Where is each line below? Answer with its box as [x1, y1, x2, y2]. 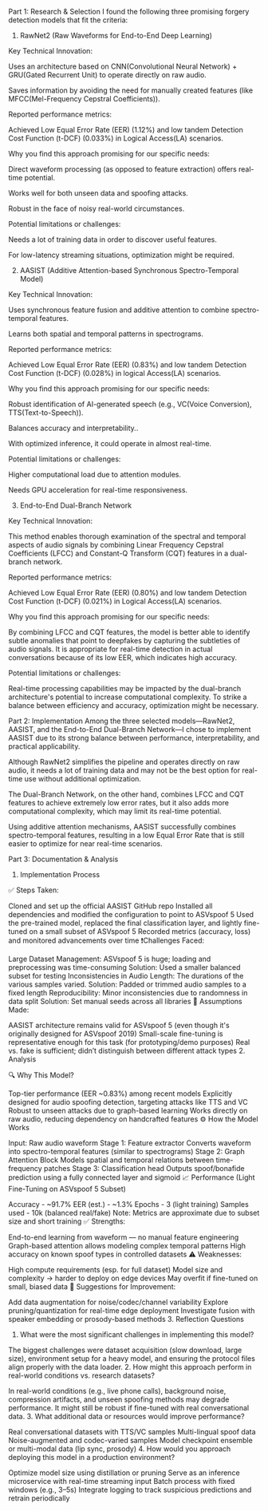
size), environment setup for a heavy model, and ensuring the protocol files [8, 1354, 255, 1363]
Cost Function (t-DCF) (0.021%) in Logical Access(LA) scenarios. [8, 596, 222, 606]
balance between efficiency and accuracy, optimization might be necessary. [8, 701, 259, 710]
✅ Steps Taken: [8, 885, 59, 895]
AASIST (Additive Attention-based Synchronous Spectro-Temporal [19, 266, 239, 275]
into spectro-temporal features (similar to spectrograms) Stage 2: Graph [8, 1147, 246, 1156]
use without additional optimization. [24, 774, 142, 783]
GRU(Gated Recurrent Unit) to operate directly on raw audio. [8, 70, 207, 79]
